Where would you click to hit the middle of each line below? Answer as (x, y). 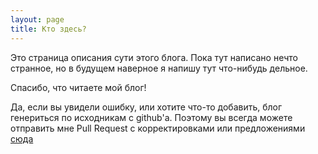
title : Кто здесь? (48, 29)
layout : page (37, 19)
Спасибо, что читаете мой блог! (78, 87)
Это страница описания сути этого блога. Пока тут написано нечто (154, 57)
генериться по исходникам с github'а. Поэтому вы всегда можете (151, 117)
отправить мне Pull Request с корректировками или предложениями (158, 128)
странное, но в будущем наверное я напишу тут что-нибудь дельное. (159, 68)
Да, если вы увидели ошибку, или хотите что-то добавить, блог (146, 107)
